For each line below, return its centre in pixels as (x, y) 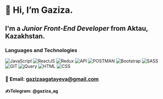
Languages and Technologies (41, 50)
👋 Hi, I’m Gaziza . (39, 10)
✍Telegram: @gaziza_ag (32, 91)
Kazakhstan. (25, 36)
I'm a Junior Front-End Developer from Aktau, (77, 28)
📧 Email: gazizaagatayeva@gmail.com (52, 79)
